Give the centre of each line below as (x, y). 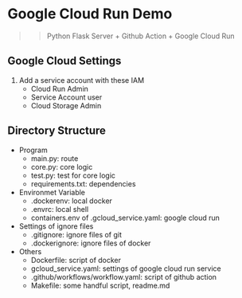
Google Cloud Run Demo (90, 14)
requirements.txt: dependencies (83, 183)
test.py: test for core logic (73, 175)
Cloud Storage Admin (66, 105)
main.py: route (55, 158)
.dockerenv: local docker (72, 201)
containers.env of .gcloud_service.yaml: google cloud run (125, 218)
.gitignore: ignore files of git (76, 234)
